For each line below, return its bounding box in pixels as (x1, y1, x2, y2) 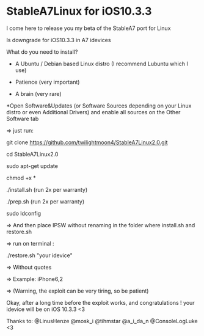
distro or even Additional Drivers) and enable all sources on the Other (6, 108, 181, 115)
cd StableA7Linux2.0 (6, 150, 59, 158)
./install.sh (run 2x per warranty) (6, 186, 88, 193)
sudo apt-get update (6, 162, 58, 169)
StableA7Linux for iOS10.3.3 (6, 4, 152, 18)
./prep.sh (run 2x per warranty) (6, 197, 85, 205)
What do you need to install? (6, 48, 78, 56)
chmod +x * (6, 174, 36, 181)
